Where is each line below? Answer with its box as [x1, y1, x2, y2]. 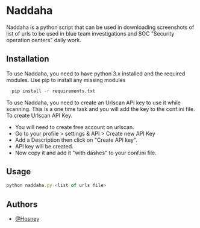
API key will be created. [14, 142, 73, 150]
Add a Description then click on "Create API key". [14, 136, 137, 144]
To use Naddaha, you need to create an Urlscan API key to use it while [6, 99, 181, 106]
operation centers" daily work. [6, 36, 81, 43]
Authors [6, 199, 38, 209]
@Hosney [14, 215, 40, 223]
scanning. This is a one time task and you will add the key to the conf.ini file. [6, 105, 195, 112]
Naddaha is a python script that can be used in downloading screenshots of [6, 24, 195, 31]
